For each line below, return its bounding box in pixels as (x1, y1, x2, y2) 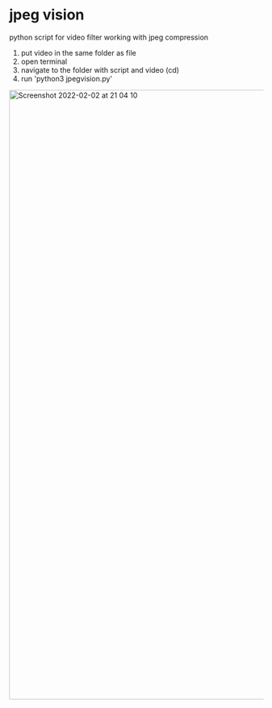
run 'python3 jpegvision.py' (20, 73, 113, 83)
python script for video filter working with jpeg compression (9, 32, 209, 42)
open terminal (20, 57, 68, 66)
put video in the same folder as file (20, 48, 136, 57)
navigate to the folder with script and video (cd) (20, 65, 180, 74)
